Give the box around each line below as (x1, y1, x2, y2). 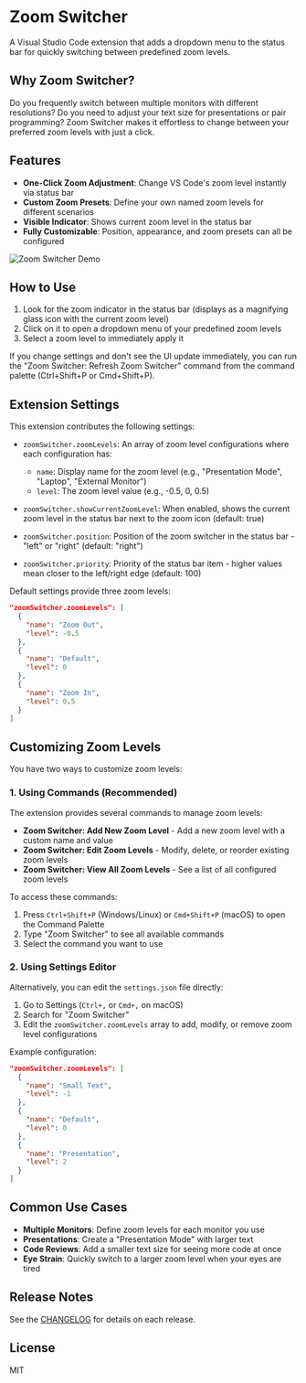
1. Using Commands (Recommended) (9, 787, 178, 799)
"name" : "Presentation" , (26, 1149, 121, 1158)
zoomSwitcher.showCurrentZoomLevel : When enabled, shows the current (22, 503, 290, 514)
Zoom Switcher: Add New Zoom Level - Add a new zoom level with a (22, 825, 285, 836)
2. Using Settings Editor (9, 960, 117, 973)
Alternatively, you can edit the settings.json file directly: (9, 981, 224, 992)
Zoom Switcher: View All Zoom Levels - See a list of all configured (22, 863, 277, 874)
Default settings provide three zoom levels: (9, 585, 171, 596)
